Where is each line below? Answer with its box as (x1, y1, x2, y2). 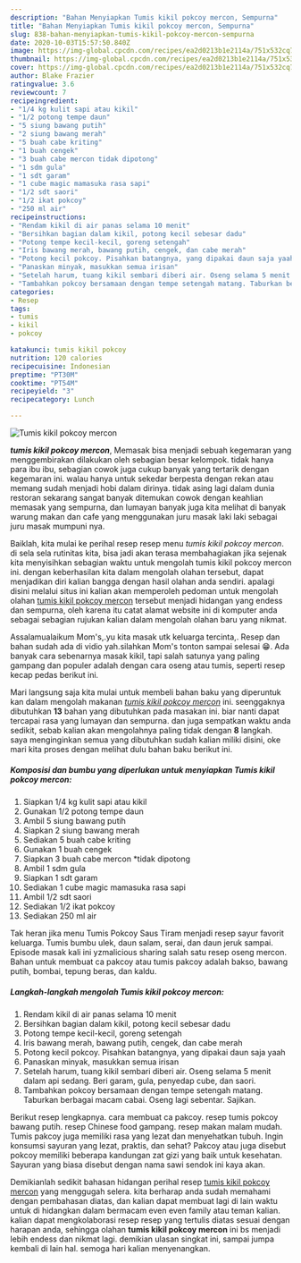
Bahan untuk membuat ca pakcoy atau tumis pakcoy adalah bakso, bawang (10, 956, 288, 967)
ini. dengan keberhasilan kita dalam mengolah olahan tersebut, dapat (10, 567, 264, 577)
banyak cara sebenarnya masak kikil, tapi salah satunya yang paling (10, 650, 260, 661)
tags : (10, 304, 30, 313)
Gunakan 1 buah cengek (22, 843, 113, 854)
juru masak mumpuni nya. (10, 521, 105, 531)
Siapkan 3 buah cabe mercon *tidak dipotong (22, 853, 191, 864)
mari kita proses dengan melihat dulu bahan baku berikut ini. (10, 744, 233, 754)
